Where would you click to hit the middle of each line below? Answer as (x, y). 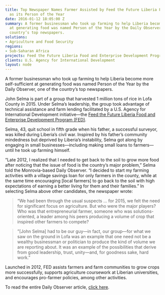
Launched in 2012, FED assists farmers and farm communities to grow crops (82, 267)
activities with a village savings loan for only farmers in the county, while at (81, 176)
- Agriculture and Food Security (39, 42)
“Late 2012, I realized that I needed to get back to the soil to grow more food (82, 160)
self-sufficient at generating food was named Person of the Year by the (77, 84)
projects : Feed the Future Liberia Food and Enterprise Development (77, 55)
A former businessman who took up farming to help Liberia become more (79, 79)
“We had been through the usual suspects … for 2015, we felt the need (88, 201)
